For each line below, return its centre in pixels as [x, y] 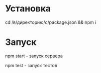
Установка [28, 9]
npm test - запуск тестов [31, 65]
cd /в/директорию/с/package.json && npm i [50, 22]
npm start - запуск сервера [34, 56]
